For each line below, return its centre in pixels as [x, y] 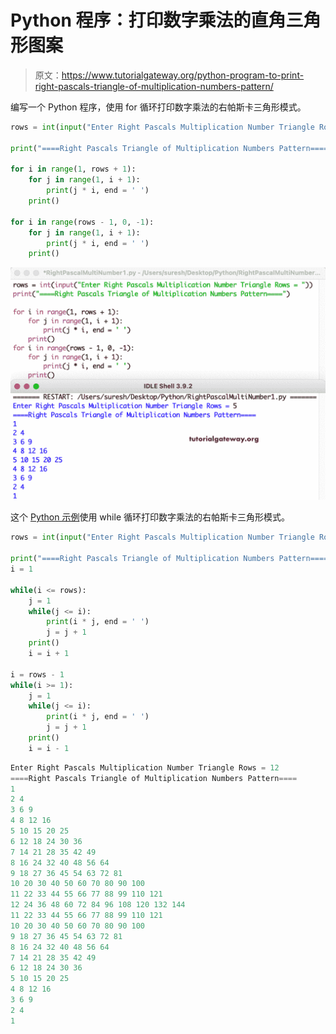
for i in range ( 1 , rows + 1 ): [73, 169]
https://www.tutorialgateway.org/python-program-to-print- [183, 75]
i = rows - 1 [37, 674]
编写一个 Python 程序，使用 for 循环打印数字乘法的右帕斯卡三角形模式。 [158, 107]
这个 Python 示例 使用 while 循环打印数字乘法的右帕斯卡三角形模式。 [150, 517]
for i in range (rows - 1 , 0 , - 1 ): [82, 222]
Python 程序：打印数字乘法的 [131, 20]
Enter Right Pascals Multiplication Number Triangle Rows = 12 [145, 767]
